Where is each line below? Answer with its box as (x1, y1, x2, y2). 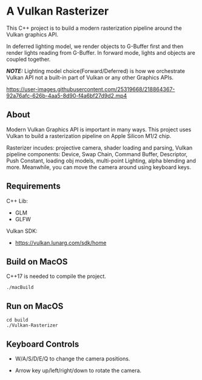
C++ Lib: (6, 197, 29, 204)
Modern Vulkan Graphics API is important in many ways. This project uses (6, 126, 192, 133)
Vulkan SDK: (6, 227, 38, 235)
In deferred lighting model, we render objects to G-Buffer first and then (6, 43, 184, 50)
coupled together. (6, 55, 51, 63)
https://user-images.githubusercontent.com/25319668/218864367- (6, 85, 175, 92)
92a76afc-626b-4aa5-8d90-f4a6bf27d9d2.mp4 (6, 92, 127, 99)
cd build (6, 317, 29, 323)
